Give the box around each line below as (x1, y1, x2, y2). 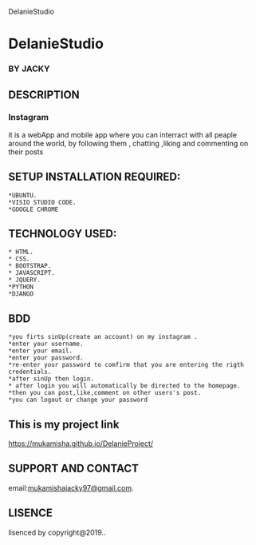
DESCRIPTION (8, 88, 80, 101)
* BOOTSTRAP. (8, 262, 52, 270)
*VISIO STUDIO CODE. (8, 198, 77, 206)
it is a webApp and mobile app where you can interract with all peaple (8, 129, 238, 139)
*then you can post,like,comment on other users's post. (8, 389, 202, 397)
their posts (8, 147, 44, 157)
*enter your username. (8, 340, 84, 348)
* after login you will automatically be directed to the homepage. (8, 382, 241, 390)
